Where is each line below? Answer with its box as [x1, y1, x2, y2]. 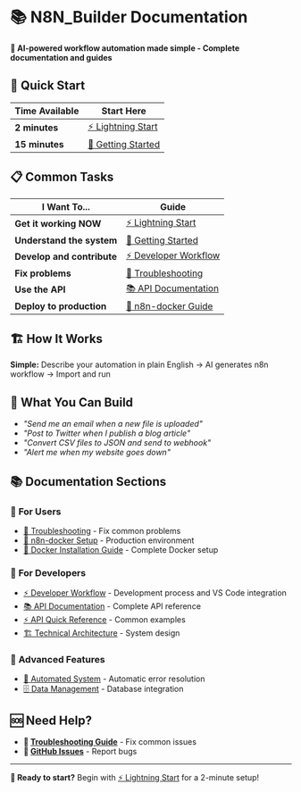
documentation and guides [10, 52, 113, 63]
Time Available [14, 104, 79, 117]
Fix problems [14, 267, 71, 279]
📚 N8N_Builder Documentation [10, 7, 248, 28]
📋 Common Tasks [10, 170, 114, 185]
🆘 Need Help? [10, 713, 93, 728]
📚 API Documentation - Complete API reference [22, 601, 202, 612]
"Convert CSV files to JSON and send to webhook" [22, 438, 212, 448]
